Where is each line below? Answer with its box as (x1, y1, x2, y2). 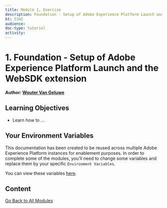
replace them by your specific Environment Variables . (5, 160, 116, 167)
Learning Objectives (5, 104, 70, 112)
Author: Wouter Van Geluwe (5, 89, 65, 95)
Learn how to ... (12, 117, 45, 123)
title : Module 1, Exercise (5, 7, 61, 12)
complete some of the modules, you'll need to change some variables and (5, 155, 157, 161)
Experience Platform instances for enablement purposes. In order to (5, 150, 145, 156)
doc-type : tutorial (5, 26, 46, 31)
